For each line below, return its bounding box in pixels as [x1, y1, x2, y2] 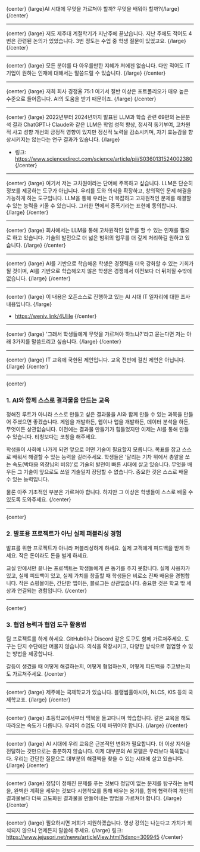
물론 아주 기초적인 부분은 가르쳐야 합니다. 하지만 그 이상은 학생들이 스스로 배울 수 [6, 489, 193, 496]
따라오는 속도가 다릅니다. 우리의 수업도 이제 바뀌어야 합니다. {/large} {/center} [6, 722, 188, 729]
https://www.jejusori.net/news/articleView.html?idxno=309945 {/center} [6, 833, 183, 841]
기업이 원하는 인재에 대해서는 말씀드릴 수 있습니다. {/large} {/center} [6, 69, 166, 76]
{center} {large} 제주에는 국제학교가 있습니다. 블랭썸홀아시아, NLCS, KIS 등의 [6, 688, 187, 695]
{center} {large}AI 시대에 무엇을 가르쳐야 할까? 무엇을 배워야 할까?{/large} [6, 5, 180, 12]
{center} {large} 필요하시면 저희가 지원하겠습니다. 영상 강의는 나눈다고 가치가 [6, 819, 186, 826]
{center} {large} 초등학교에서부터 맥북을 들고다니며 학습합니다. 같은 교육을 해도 [6, 714, 191, 721]
